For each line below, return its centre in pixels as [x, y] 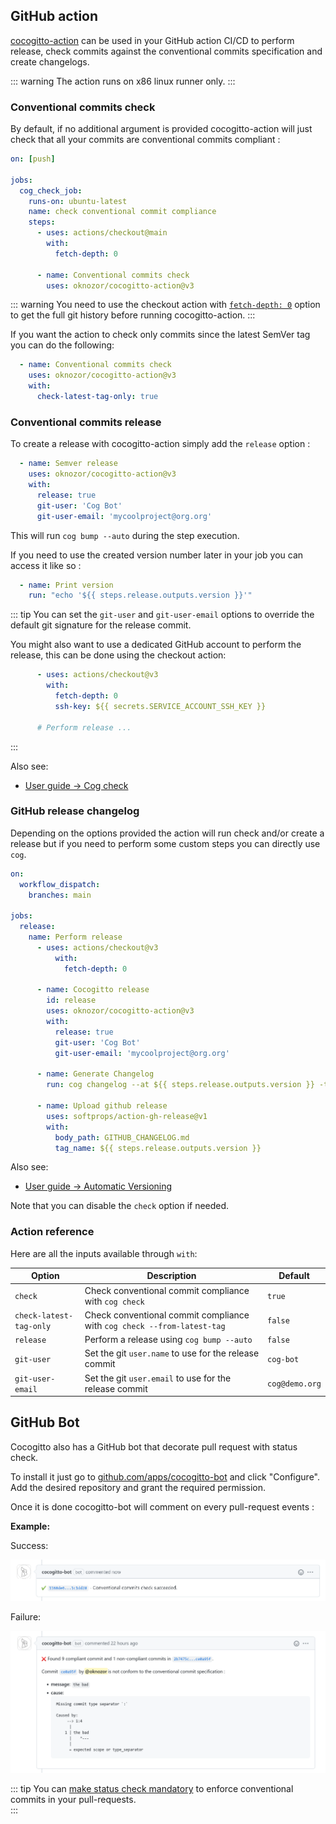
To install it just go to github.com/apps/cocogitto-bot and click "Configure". [165, 1476]
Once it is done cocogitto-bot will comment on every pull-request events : [162, 1506]
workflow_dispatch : [60, 884]
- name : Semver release [68, 464]
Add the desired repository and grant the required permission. [138, 1487]
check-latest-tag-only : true [97, 397]
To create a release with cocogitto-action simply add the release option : [160, 444]
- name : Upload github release [102, 1106]
